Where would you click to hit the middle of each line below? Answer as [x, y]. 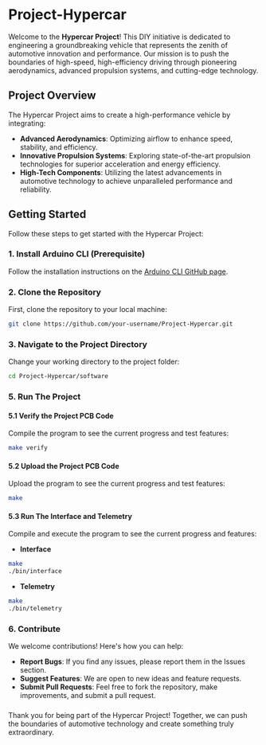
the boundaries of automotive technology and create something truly [121, 724]
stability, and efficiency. [59, 147]
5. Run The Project [45, 397]
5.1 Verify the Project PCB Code [61, 415]
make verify [28, 448]
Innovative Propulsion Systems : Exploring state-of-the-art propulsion [135, 155]
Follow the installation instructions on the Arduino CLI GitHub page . [118, 271]
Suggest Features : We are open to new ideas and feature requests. [131, 679]
